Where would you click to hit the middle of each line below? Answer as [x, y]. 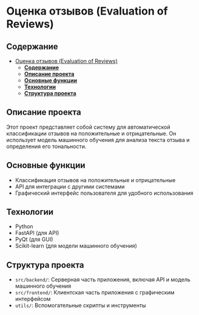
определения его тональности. [46, 146]
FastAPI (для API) [37, 233]
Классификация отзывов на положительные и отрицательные [95, 180]
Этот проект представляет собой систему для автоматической [88, 127]
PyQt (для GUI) [34, 239]
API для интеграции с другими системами [70, 186]
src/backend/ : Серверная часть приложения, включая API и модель [103, 280]
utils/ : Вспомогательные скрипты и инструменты [80, 305]
